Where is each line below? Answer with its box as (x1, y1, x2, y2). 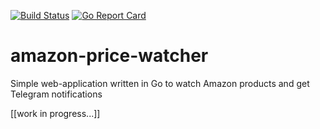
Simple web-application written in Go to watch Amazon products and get (10, 77, 310, 89)
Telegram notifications (10, 88, 103, 100)
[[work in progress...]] (10, 107, 101, 119)
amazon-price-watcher (10, 45, 209, 67)
